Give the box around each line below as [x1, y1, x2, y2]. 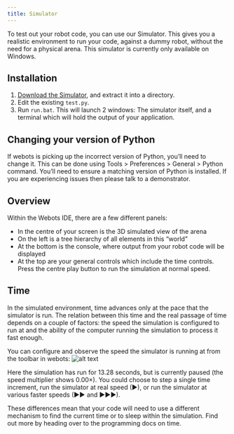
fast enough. [7, 333, 44, 341]
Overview [7, 195, 51, 207]
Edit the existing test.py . [17, 98, 90, 107]
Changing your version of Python [7, 133, 156, 145]
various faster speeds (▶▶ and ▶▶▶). [7, 390, 121, 399]
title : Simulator [7, 10, 58, 18]
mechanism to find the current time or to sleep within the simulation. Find [7, 412, 219, 420]
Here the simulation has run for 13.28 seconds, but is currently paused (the [7, 368, 223, 376]
